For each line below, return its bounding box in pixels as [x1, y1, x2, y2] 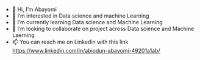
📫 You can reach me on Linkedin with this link [12, 38, 129, 45]
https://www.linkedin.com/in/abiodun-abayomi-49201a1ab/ [12, 47, 160, 54]
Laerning [12, 32, 35, 39]
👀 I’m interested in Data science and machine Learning [12, 12, 149, 19]
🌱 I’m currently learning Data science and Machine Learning [12, 19, 163, 25]
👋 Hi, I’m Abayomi [12, 6, 57, 13]
